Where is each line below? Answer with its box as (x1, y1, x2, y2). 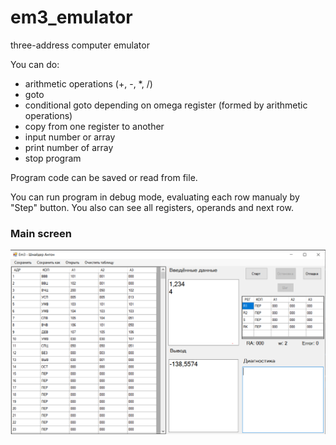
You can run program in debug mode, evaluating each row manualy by (10, 191, 300, 203)
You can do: (10, 58, 60, 70)
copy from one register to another (24, 120, 165, 132)
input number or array (24, 131, 116, 143)
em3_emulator (10, 6, 133, 29)
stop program (24, 152, 82, 164)
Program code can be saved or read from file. (10, 171, 198, 183)
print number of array (24, 141, 114, 153)
